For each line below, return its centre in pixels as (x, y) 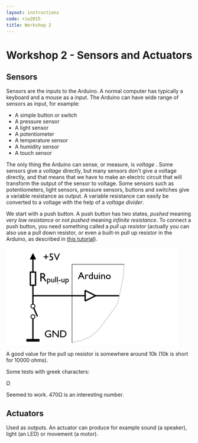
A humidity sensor (37, 147)
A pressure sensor (37, 122)
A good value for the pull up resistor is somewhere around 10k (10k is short (97, 354)
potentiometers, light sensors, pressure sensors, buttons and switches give (98, 190)
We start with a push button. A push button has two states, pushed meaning (98, 214)
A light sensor (32, 128)
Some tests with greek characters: (48, 372)
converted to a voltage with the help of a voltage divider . (75, 202)
